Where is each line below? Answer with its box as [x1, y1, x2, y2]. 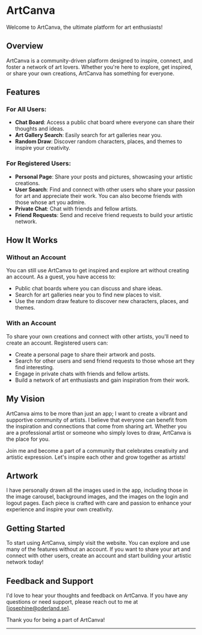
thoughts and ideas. [14, 125, 65, 132]
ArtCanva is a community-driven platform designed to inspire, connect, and [6, 57, 194, 64]
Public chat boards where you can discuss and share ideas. [14, 285, 163, 292]
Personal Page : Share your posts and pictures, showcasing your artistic [14, 173, 193, 180]
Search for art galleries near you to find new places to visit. [14, 291, 162, 298]
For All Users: [6, 105, 47, 114]
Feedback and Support [6, 575, 94, 586]
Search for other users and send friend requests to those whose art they [14, 357, 195, 364]
